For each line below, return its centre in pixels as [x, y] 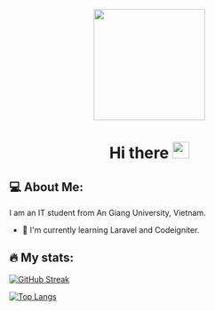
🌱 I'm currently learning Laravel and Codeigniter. [111, 230]
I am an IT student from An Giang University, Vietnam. [107, 213]
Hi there [139, 153]
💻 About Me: [47, 187]
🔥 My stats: [41, 258]
